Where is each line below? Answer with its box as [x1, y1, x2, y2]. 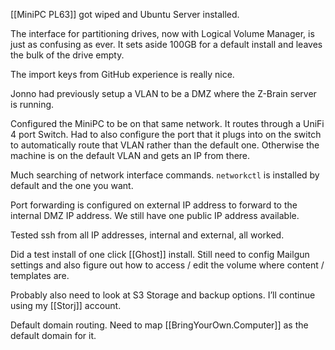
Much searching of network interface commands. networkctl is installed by [10, 169, 320, 181]
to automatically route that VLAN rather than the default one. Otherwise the [10, 139, 320, 151]
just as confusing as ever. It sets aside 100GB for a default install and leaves [10, 39, 323, 50]
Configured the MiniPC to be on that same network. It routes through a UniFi [10, 118, 325, 129]
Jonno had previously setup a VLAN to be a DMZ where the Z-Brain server [10, 88, 317, 99]
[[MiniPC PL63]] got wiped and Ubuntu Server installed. [10, 9, 240, 20]
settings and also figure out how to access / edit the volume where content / [10, 259, 325, 271]
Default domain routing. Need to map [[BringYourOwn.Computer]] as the [10, 319, 309, 331]
